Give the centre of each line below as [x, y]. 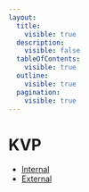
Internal [35, 170]
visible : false [53, 51]
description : [40, 42]
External [36, 179]
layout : [23, 17]
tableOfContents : [49, 59]
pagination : [39, 92]
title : [28, 26]
